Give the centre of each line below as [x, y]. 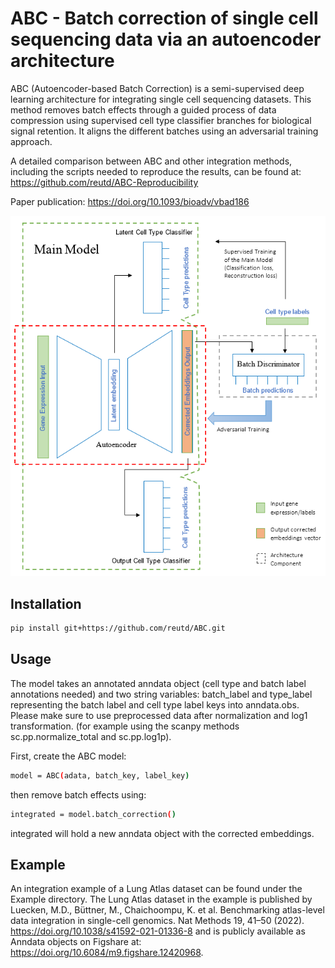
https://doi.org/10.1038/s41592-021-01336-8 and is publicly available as [158, 931]
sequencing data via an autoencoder [166, 39]
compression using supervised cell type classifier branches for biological [161, 120]
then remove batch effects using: [78, 794]
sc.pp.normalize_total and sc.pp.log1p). [91, 736]
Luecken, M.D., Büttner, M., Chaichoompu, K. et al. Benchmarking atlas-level [167, 910]
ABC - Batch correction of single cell [164, 18]
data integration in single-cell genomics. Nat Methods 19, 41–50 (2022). [157, 921]
